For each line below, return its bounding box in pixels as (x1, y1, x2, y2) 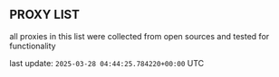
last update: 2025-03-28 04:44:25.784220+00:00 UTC (9, 57, 205, 68)
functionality (9, 40, 56, 51)
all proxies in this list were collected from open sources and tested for (9, 30, 270, 41)
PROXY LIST (9, 7, 80, 22)
